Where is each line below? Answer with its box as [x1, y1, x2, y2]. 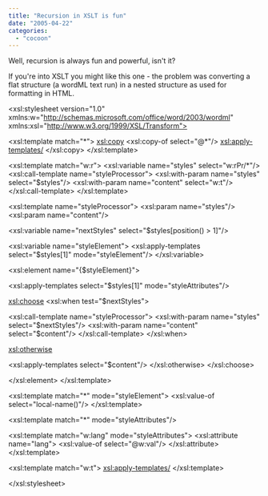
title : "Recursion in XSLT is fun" [8, 11, 127, 20]
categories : [8, 26, 48, 34]
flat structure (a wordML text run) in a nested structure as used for [8, 80, 227, 90]
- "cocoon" [15, 34, 52, 42]
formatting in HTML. [8, 89, 74, 99]
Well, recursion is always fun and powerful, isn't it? [8, 56, 176, 66]
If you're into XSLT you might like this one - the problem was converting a [8, 71, 250, 81]
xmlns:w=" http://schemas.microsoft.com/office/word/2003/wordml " [8, 113, 234, 123]
